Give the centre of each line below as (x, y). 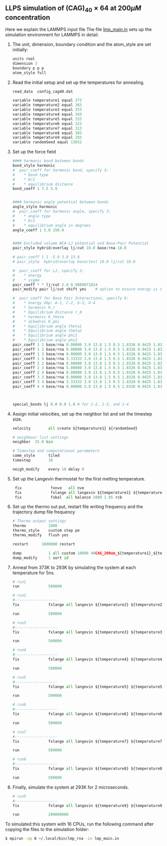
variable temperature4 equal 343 (47, 114)
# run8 (19, 759)
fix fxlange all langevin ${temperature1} (73, 492)
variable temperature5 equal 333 (47, 119)
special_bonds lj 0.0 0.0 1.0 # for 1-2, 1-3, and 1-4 (71, 404)
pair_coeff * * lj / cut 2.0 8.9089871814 (55, 285)
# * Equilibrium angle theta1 (47, 326)
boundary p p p (28, 68)
